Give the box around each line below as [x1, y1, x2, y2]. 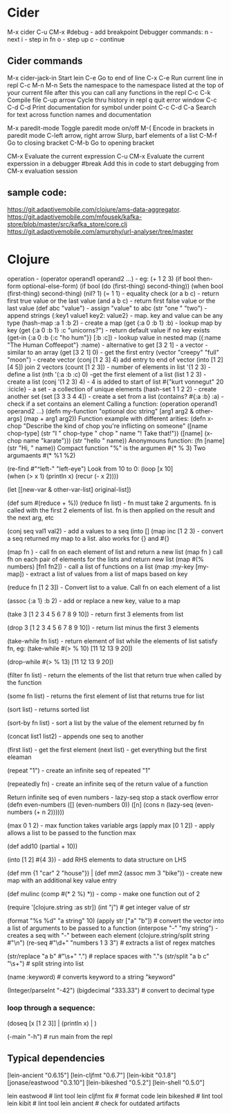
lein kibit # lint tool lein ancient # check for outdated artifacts [7, 1099, 181, 1107]
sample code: [7, 187, 67, 199]
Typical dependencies [7, 1053, 105, 1065]
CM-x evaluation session [7, 166, 78, 175]
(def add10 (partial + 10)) [7, 842, 78, 850]
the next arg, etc [7, 513, 54, 522]
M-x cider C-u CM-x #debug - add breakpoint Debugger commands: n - [7, 28, 213, 36]
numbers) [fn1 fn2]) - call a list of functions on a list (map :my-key [7, 562, 194, 571]
